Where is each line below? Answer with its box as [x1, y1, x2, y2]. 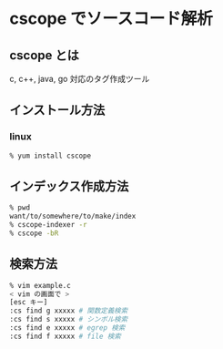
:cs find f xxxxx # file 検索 [9, 332, 121, 341]
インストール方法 [9, 102, 106, 118]
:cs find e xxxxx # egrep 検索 [9, 323, 126, 333]
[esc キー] [9, 298, 48, 307]
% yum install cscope [9, 151, 92, 160]
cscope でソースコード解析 [9, 8, 214, 29]
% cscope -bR [9, 229, 59, 238]
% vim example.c [9, 281, 71, 290]
